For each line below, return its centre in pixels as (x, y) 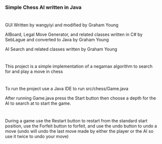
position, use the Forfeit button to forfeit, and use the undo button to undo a (81, 126)
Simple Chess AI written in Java (43, 7)
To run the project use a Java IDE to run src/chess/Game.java (67, 89)
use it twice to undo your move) (37, 136)
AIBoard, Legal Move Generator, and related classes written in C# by (74, 35)
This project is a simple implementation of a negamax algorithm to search (79, 66)
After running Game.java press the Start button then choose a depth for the (81, 98)
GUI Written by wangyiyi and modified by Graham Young (62, 25)
